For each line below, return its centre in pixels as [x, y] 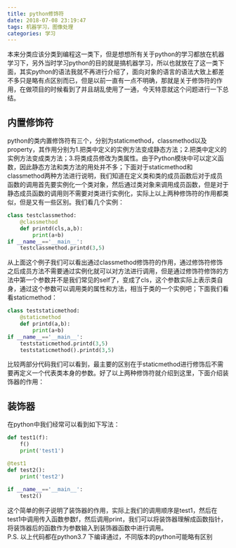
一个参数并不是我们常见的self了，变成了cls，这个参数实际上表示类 [121, 280]
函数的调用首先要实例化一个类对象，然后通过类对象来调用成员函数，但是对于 [118, 185]
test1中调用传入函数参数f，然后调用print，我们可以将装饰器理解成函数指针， [117, 519]
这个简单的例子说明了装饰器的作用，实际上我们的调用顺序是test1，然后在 [112, 511]
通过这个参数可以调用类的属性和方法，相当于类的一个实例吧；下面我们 [121, 289]
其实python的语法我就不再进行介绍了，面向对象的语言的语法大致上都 [119, 72]
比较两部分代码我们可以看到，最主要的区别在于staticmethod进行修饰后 [110, 364]
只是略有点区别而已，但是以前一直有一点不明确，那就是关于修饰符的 [118, 81]
